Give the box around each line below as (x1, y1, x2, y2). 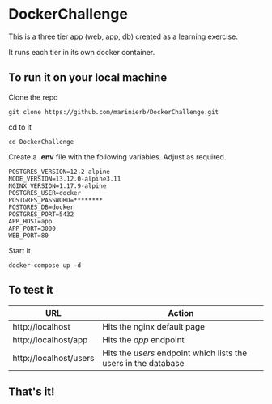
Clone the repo (8, 92, 58, 102)
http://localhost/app (12, 334, 88, 345)
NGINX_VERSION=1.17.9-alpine (8, 181, 107, 190)
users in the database (102, 357, 185, 368)
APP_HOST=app (8, 217, 53, 225)
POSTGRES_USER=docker (8, 189, 82, 197)
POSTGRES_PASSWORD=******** (8, 196, 104, 204)
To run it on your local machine (8, 70, 168, 85)
